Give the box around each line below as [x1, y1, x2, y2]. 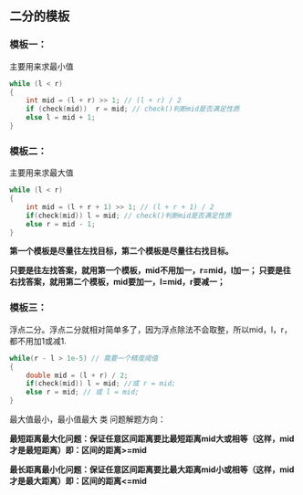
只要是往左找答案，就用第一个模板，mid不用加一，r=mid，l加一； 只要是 [9, 265, 284, 276]
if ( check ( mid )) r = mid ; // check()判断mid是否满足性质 [26, 104, 240, 114]
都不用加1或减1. [9, 335, 67, 346]
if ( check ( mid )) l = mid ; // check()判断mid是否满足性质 [26, 211, 232, 220]
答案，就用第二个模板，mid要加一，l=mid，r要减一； [25, 277, 225, 288]
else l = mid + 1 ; [26, 113, 96, 122]
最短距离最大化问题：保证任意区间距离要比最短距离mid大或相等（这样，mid [9, 433, 295, 445]
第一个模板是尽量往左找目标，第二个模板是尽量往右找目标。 [9, 246, 234, 257]
